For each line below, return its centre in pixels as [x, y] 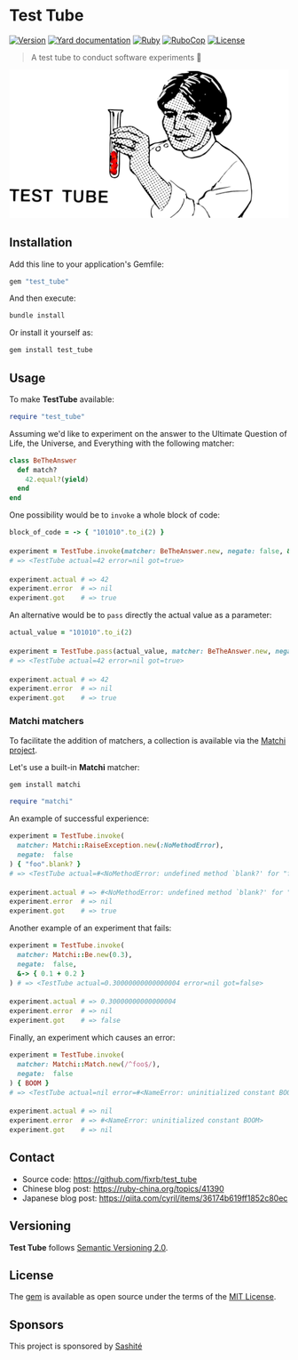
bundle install [37, 316]
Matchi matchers [47, 721]
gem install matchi [45, 785]
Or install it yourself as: [51, 333]
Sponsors [36, 1325]
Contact [32, 1158]
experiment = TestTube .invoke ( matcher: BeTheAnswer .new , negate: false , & [150, 551]
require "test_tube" [47, 416]
